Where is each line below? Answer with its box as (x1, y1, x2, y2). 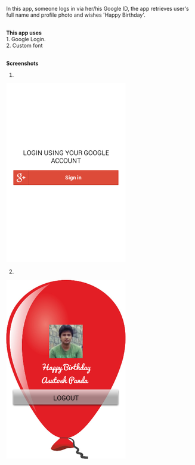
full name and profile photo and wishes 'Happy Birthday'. (6, 11, 146, 18)
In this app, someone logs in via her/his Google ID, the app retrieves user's (6, 5, 189, 12)
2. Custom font (6, 42, 43, 49)
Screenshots (6, 60, 39, 67)
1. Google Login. (6, 36, 46, 42)
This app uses (6, 29, 42, 36)
